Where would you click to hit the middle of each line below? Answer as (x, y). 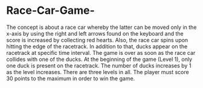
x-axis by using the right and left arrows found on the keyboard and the (95, 33)
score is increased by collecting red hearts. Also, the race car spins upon (97, 40)
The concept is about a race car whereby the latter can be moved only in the (101, 27)
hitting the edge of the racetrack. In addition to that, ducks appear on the (97, 46)
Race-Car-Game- (50, 11)
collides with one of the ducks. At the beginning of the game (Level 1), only (99, 59)
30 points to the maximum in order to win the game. (71, 78)
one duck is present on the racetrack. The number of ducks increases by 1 (99, 65)
